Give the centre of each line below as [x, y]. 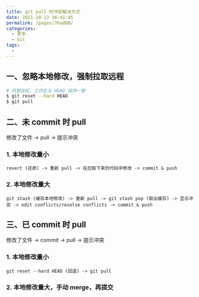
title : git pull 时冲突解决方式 [43, 12]
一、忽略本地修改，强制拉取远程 [65, 76]
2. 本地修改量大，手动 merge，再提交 [60, 287]
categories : [21, 28]
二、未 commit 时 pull [46, 122]
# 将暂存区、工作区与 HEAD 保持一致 [46, 90]
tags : [13, 46]
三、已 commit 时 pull [46, 224]
